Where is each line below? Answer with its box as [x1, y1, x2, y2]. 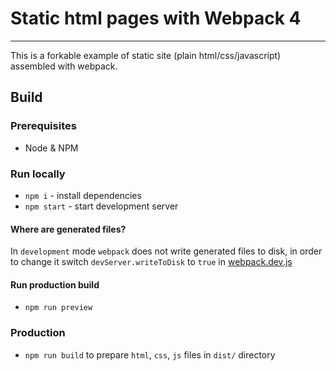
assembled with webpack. [10, 60, 118, 72]
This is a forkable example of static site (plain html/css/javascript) [10, 49, 282, 61]
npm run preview [24, 303, 93, 313]
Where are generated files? [10, 223, 127, 235]
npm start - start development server [24, 200, 179, 212]
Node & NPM [24, 142, 79, 154]
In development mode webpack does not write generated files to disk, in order [10, 245, 323, 257]
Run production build [10, 278, 100, 291]
